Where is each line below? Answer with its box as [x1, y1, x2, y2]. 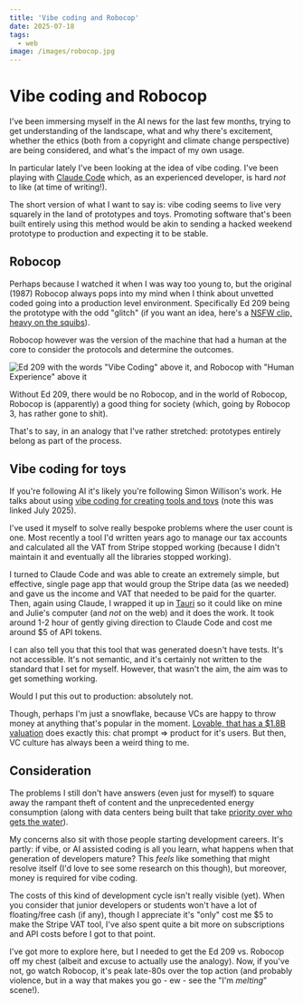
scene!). [9, 984, 41, 995]
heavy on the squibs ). [9, 316, 90, 327]
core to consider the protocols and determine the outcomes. [9, 343, 234, 354]
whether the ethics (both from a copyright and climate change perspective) [9, 135, 290, 146]
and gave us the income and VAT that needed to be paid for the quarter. [9, 588, 277, 599]
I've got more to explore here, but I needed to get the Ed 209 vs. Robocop [9, 946, 285, 957]
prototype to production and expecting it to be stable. [9, 228, 209, 239]
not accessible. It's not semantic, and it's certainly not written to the [9, 653, 262, 664]
